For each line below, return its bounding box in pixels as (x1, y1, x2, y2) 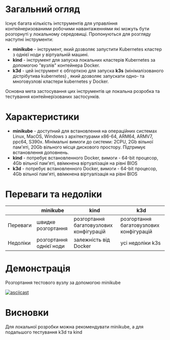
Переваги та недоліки (5, 188, 102, 200)
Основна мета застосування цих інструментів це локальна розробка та (5, 88, 160, 94)
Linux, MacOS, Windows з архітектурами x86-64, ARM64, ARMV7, (12, 133, 153, 139)
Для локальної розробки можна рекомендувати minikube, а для (5, 323, 144, 329)
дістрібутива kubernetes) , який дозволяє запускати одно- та (12, 73, 145, 79)
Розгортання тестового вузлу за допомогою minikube (5, 279, 121, 285)
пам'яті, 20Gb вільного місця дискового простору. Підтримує (12, 144, 146, 150)
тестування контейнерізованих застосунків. (5, 93, 100, 100)
